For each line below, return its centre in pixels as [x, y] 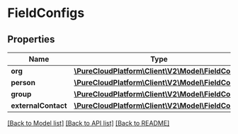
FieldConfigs [46, 13]
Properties [31, 39]
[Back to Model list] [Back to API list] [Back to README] [89, 123]
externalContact [39, 106]
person [23, 83]
